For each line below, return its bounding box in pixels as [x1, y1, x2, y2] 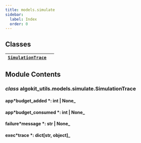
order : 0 [10, 21, 28, 27]
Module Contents [5, 70, 61, 79]
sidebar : [5, 12, 24, 17]
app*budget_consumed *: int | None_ [5, 109, 85, 115]
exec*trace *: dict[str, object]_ [5, 132, 70, 138]
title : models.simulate [5, 7, 55, 13]
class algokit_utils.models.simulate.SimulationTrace [5, 85, 136, 92]
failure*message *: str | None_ [5, 121, 70, 127]
